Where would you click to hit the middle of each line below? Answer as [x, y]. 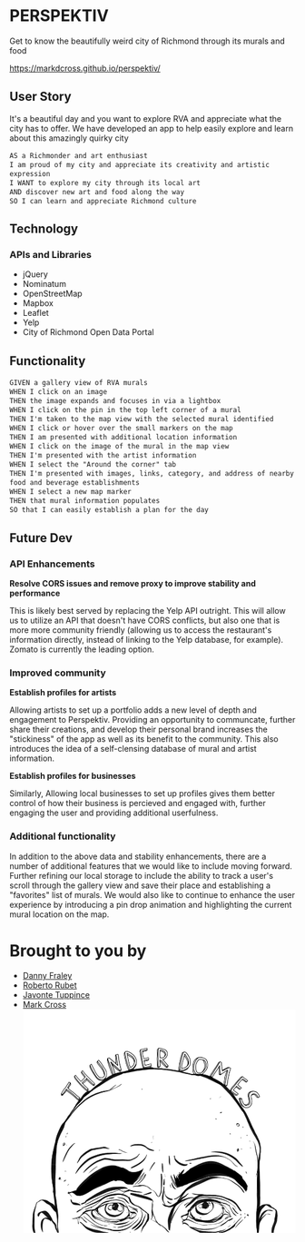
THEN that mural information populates [85, 501]
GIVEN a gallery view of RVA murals [79, 383]
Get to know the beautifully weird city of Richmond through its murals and [148, 41]
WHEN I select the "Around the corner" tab [93, 465]
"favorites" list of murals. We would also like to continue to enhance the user [152, 894]
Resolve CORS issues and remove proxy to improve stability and [133, 583]
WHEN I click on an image [58, 392]
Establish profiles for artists [63, 693]
